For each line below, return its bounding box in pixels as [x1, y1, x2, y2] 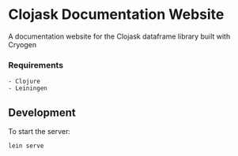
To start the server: [8, 127, 71, 136]
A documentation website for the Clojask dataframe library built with [8, 32, 231, 41]
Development [8, 106, 77, 119]
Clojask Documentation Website [8, 6, 225, 24]
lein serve [8, 142, 44, 150]
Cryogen [8, 39, 37, 49]
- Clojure [8, 77, 41, 86]
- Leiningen [8, 84, 47, 92]
